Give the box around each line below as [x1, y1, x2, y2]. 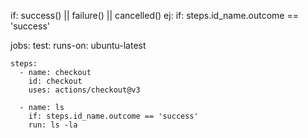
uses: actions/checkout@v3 [28, 85, 141, 95]
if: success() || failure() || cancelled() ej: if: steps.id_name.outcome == [10, 10, 299, 21]
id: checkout [28, 76, 83, 86]
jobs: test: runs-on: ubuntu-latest [10, 40, 147, 51]
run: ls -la [28, 120, 78, 130]
